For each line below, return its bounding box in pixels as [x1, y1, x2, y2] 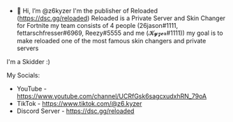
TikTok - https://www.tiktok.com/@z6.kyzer [16, 100, 142, 107]
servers [16, 44, 39, 52]
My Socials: [6, 71, 40, 79]
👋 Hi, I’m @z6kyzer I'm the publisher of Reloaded [16, 7, 158, 15]
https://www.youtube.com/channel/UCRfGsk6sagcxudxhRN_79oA [16, 92, 207, 100]
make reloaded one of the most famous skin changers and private [16, 37, 206, 45]
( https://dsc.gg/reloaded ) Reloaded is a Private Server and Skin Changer [16, 14, 226, 22]
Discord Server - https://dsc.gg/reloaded [16, 107, 135, 115]
